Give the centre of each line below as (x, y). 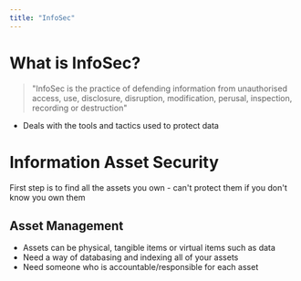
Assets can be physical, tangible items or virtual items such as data (149, 248)
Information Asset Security (114, 162)
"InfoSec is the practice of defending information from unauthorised (159, 88)
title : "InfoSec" (42, 18)
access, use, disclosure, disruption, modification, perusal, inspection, (162, 98)
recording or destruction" (79, 108)
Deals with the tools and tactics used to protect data (120, 125)
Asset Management (67, 226)
